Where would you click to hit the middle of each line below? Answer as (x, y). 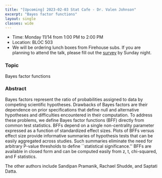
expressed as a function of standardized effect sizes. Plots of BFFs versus (80, 131)
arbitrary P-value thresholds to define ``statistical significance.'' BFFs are (78, 146)
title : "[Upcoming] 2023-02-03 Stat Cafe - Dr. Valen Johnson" (71, 10)
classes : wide (20, 23)
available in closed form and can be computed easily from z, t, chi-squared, (81, 151)
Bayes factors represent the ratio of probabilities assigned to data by (74, 99)
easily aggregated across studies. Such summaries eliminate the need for (79, 141)
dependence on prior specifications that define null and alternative (72, 110)
